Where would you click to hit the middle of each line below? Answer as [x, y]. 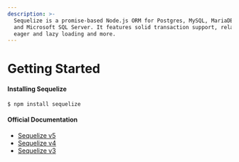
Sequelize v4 [37, 143]
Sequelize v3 [37, 151]
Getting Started [54, 69]
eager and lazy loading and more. [65, 34]
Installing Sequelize [37, 89]
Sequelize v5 [37, 135]
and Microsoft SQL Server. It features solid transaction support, [116, 27]
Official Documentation [43, 120]
